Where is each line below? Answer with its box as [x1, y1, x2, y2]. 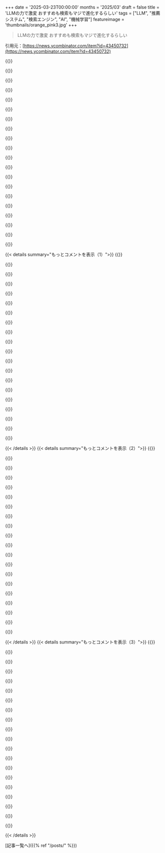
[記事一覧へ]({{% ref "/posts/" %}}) [5, 843, 77, 848]
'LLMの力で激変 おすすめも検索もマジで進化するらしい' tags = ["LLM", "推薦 [5, 10, 161, 16]
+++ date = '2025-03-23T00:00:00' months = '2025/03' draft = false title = [5, 4, 160, 10]
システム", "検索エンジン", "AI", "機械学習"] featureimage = [5, 16, 125, 22]
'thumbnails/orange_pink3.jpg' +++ [5, 22, 77, 28]
